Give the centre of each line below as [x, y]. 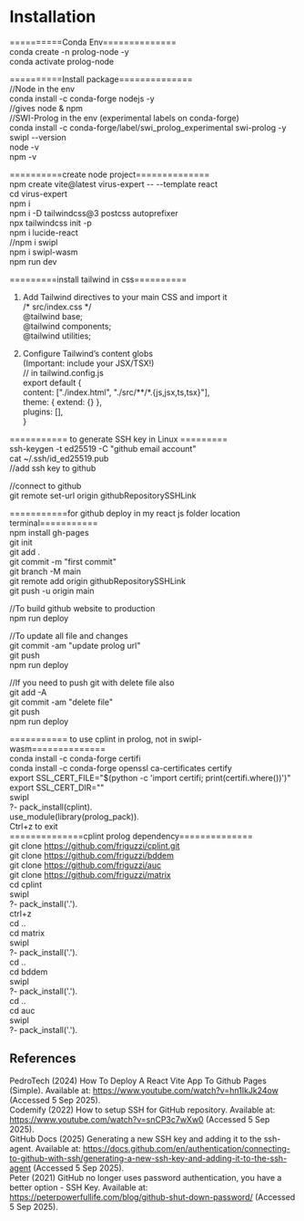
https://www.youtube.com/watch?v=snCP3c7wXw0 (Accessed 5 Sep [140, 1119]
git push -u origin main [52, 590]
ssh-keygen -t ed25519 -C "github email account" [103, 448]
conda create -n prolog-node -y [69, 51]
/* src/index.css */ [57, 307]
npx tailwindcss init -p [51, 223]
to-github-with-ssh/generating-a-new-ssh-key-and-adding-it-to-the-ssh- [148, 1158]
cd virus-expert [39, 193]
